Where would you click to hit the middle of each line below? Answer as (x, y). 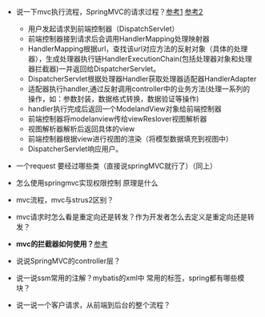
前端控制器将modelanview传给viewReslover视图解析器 (117, 119)
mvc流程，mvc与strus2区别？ (65, 200)
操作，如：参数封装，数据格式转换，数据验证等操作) (113, 99)
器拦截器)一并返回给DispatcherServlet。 (94, 69)
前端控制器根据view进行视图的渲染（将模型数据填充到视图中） (130, 139)
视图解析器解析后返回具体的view (81, 129)
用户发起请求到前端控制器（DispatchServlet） (103, 29)
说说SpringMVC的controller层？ (68, 261)
